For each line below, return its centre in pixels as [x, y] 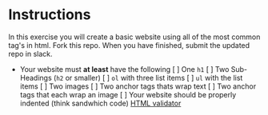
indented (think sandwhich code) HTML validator [100, 103]
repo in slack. [31, 54]
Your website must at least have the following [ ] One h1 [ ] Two [124, 69]
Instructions [50, 15]
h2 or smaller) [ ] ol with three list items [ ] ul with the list [149, 77]
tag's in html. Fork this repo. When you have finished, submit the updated [129, 45]
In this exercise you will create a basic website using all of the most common [134, 37]
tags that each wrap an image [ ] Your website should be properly [128, 94]
